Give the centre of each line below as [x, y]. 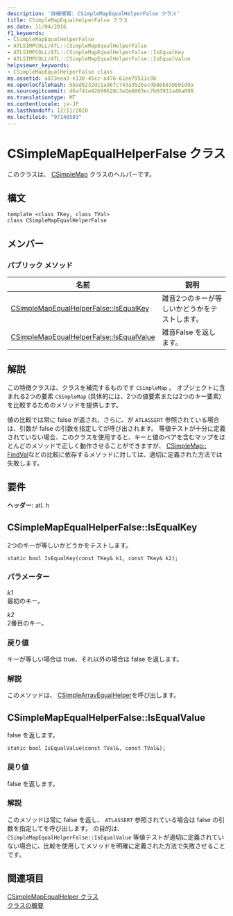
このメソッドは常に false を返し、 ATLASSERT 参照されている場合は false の [113, 819]
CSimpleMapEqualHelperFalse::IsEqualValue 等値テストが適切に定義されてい [115, 837]
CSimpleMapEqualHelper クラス [53, 897]
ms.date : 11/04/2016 [37, 26]
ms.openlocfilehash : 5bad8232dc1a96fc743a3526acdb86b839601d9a [101, 85]
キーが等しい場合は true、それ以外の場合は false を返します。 [95, 659]
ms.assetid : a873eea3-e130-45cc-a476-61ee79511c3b [82, 78]
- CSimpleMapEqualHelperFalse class [60, 72]
